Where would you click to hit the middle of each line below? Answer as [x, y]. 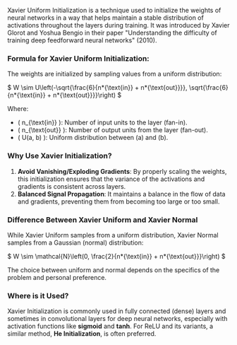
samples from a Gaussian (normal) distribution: [75, 242]
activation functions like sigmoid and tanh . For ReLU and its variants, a [110, 326]
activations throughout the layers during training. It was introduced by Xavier [119, 25]
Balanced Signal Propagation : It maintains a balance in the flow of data [121, 194]
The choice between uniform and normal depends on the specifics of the [114, 270]
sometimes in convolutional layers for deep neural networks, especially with [117, 319]
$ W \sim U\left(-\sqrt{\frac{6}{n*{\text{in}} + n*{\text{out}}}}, [98, 88]
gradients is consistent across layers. [72, 186]
